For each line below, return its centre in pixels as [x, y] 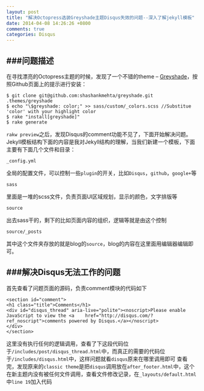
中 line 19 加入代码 [29, 381]
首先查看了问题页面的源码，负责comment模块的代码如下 [76, 288]
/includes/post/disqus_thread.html [57, 351]
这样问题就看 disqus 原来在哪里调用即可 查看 [134, 359]
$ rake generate [27, 122]
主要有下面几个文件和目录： [41, 149]
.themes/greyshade [29, 101]
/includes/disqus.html [40, 359]
